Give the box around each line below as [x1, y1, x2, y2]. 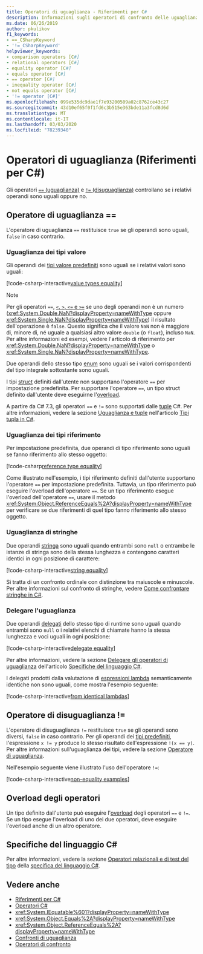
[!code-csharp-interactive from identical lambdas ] [6, 692, 130, 700]
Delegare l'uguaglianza [6, 606, 76, 615]
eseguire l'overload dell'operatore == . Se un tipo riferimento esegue [6, 487, 174, 494]
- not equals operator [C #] [6, 88, 77, 94]
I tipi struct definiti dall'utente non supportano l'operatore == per [6, 378, 166, 385]
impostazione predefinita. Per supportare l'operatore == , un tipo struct [6, 385, 180, 392]
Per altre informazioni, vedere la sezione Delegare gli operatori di [6, 656, 168, 663]
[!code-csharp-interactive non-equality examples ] [6, 775, 130, 783]
